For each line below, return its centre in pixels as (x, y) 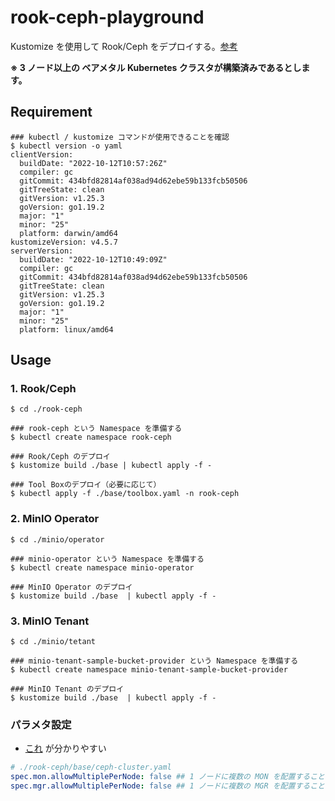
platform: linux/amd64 (66, 329)
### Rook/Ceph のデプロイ (60, 457)
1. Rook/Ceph (43, 389)
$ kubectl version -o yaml (66, 146)
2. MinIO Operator (55, 519)
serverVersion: (42, 251)
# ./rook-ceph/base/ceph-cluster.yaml (91, 767)
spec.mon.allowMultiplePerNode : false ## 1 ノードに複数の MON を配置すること (167, 777)
